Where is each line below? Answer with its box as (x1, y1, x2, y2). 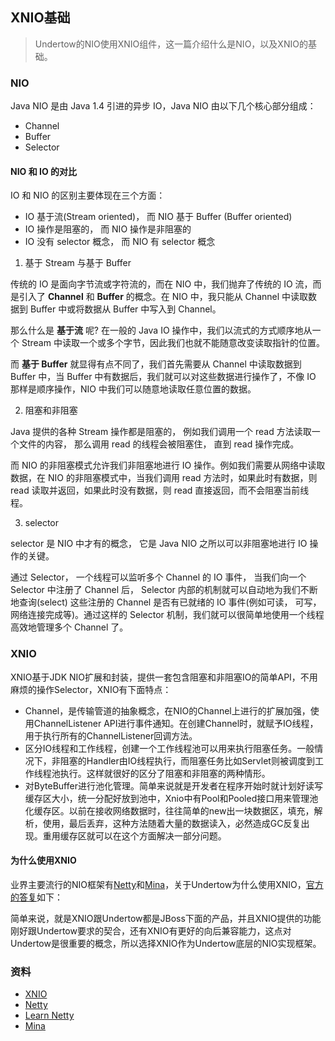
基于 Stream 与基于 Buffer (24, 257, 132, 269)
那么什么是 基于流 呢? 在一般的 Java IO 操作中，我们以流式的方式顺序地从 (10, 324, 313, 337)
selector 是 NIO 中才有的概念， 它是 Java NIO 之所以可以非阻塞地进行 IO (10, 538, 308, 550)
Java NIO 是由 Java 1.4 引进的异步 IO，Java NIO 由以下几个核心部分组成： (10, 100, 317, 112)
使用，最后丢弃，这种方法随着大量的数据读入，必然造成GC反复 (42, 817, 302, 829)
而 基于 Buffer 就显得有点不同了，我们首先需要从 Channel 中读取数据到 (10, 358, 302, 370)
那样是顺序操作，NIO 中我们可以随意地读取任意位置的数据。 (10, 383, 257, 395)
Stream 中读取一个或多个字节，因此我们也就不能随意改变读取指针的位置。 (21, 337, 325, 349)
